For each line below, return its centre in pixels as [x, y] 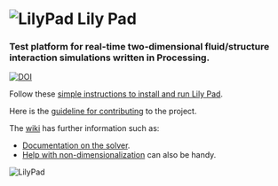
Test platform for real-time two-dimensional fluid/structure [139, 47]
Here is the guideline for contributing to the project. [103, 112]
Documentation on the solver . [76, 145]
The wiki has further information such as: [84, 128]
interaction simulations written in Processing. [110, 58]
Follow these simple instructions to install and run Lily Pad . [116, 94]
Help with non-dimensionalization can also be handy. [119, 155]
